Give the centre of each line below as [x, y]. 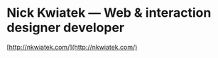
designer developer [66, 28]
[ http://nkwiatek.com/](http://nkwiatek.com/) [72, 47]
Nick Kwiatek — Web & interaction [109, 13]
